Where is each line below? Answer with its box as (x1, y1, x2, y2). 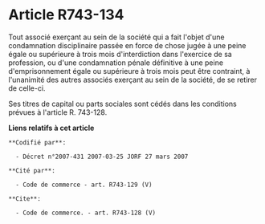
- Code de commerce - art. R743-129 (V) (15, 181, 153, 189)
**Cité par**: (8, 166, 56, 174)
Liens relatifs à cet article (8, 123, 95, 132)
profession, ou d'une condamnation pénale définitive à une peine (8, 58, 223, 67)
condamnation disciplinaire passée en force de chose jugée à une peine (8, 40, 247, 50)
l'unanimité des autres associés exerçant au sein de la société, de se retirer (8, 75, 258, 84)
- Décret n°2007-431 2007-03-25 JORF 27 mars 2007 (15, 153, 189, 161)
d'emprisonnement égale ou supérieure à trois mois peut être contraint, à (8, 66, 251, 75)
